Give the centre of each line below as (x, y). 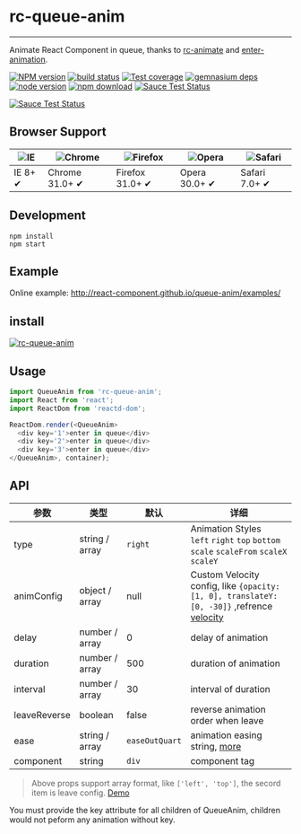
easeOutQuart (154, 741)
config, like (214, 585)
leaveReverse (42, 715)
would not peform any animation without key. (92, 820)
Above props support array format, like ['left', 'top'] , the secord (156, 783)
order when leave (227, 720)
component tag (223, 760)
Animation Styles (226, 529)
